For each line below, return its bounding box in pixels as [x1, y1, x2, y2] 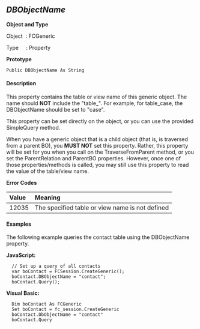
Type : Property [6, 44, 51, 51]
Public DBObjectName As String [6, 67, 85, 73]
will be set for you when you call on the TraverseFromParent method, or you [6, 148, 194, 155]
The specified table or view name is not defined [34, 204, 169, 212]
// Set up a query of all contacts [11, 264, 101, 270]
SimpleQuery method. [6, 124, 61, 131]
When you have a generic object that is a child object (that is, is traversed [6, 136, 188, 143]
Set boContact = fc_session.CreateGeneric [11, 306, 120, 313]
